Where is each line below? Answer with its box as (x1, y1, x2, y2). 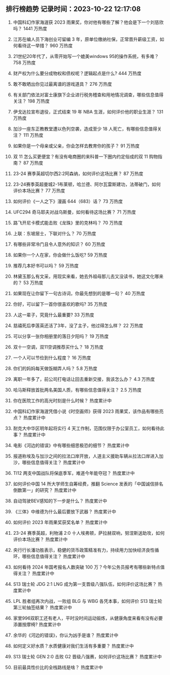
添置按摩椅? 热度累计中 (13, 621, 61, 627)
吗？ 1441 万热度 (13, 25, 47, 31)
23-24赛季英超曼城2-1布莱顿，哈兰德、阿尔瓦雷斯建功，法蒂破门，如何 (13, 181, 161, 187)
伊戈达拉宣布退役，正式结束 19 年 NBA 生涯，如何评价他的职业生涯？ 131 (13, 108, 163, 115)
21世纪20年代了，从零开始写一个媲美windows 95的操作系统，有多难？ (13, 53, 159, 59)
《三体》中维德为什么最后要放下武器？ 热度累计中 (13, 509, 117, 515)
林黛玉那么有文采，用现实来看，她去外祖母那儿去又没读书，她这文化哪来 (13, 273, 163, 279)
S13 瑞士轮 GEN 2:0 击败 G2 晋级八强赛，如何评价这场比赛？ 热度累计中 (13, 653, 162, 659)
